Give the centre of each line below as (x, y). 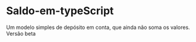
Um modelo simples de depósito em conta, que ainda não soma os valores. (98, 27)
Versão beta (21, 33)
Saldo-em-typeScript (60, 11)
